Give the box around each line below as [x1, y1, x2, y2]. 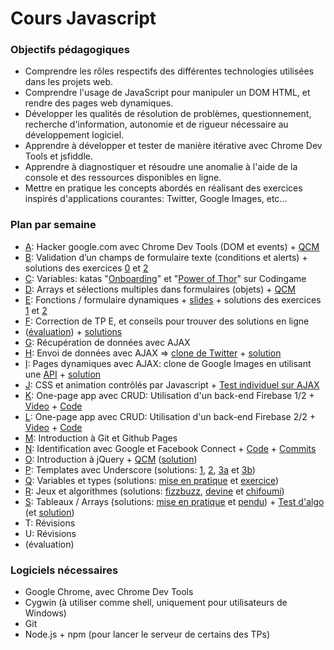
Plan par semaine [10, 218, 97, 232]
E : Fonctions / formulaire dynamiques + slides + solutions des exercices [24, 293, 322, 306]
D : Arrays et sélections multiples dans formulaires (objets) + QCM [24, 283, 296, 295]
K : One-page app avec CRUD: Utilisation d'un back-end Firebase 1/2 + [24, 389, 315, 401]
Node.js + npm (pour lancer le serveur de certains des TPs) [24, 628, 271, 641]
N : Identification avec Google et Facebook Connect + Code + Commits [24, 442, 317, 454]
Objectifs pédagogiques [10, 43, 130, 57]
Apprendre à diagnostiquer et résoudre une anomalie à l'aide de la [24, 161, 298, 173]
